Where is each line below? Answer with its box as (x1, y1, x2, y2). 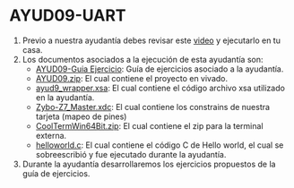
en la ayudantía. (35, 91, 95, 103)
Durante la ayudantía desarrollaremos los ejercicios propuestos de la (22, 158, 276, 169)
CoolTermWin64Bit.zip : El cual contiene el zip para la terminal (35, 120, 264, 131)
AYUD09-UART (9, 5, 126, 26)
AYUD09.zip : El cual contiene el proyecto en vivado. (35, 73, 229, 83)
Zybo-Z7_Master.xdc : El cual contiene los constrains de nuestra (35, 101, 271, 112)
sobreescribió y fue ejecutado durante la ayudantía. (35, 149, 227, 159)
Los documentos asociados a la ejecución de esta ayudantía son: (22, 54, 264, 64)
